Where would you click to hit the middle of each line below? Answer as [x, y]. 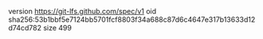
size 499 [57, 28]
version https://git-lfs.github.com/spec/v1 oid [82, 11]
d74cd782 [25, 28]
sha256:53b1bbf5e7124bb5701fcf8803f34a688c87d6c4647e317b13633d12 [132, 19]
